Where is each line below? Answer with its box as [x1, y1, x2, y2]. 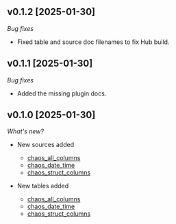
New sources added [16, 141, 74, 149]
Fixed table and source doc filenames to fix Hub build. [16, 38, 170, 46]
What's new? [7, 127, 45, 135]
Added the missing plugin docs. [16, 89, 107, 98]
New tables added [16, 182, 69, 190]
